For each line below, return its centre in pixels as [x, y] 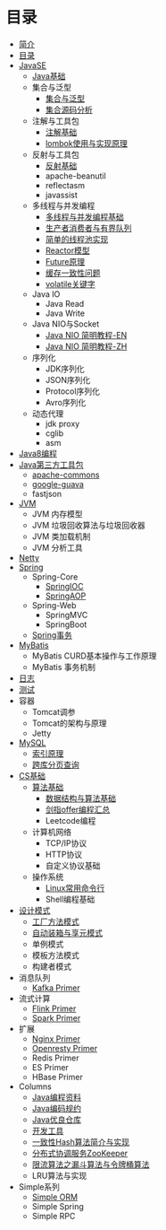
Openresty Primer [64, 1048]
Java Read [65, 303]
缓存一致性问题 [73, 273]
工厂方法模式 [55, 921]
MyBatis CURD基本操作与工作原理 [94, 656]
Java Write [65, 313]
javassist [62, 195]
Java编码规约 [56, 1108]
